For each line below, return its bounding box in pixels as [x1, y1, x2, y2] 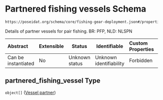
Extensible [38, 43, 64, 50]
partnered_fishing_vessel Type [5, 77, 100, 85]
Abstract [7, 43, 28, 50]
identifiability [95, 60, 125, 67]
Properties [129, 46, 154, 52]
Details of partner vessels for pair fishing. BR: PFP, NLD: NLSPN [5, 28, 132, 34]
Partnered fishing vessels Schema [5, 3, 147, 15]
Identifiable [96, 43, 124, 50]
